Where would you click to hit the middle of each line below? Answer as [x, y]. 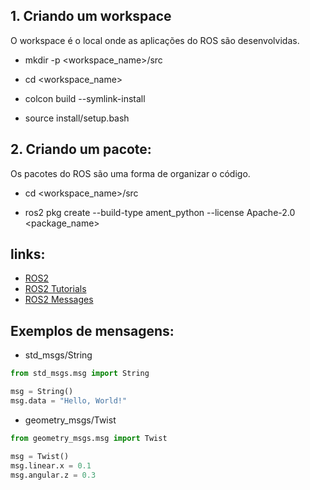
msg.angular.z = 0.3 [53, 475]
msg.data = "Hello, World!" [69, 401]
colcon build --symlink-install [85, 98]
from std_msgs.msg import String [80, 374]
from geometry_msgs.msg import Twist [89, 438]
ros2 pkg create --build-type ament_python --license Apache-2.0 [160, 212]
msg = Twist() [40, 456]
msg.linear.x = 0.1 [51, 465]
